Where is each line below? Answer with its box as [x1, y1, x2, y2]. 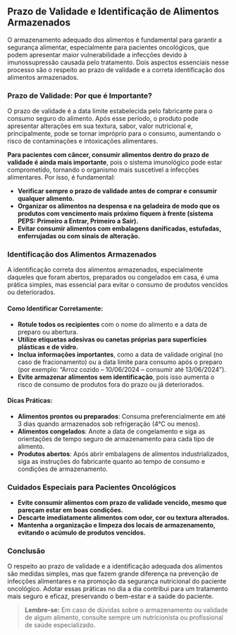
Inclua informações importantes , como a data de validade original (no [17, 350, 223, 359]
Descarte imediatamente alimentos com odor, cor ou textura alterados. [17, 513, 230, 522]
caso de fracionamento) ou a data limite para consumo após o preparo [17, 357, 223, 366]
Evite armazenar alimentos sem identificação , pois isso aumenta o [17, 373, 215, 381]
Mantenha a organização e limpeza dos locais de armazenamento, [17, 521, 216, 530]
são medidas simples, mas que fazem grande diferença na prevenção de [7, 569, 219, 578]
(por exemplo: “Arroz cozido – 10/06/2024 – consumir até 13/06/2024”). [17, 365, 227, 373]
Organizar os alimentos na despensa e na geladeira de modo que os [17, 202, 220, 211]
